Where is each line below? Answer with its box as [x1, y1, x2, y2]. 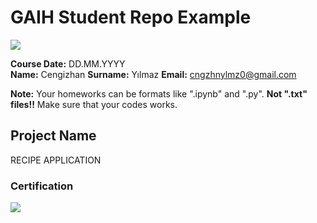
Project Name [10, 127, 97, 145]
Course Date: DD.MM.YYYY [10, 57, 126, 70]
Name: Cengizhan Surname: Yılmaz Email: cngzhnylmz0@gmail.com [10, 68, 297, 80]
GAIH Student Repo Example [10, 6, 252, 29]
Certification [10, 179, 74, 193]
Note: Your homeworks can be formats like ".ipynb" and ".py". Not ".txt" [10, 87, 308, 100]
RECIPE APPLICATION [10, 154, 102, 166]
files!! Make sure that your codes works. [10, 98, 178, 110]
